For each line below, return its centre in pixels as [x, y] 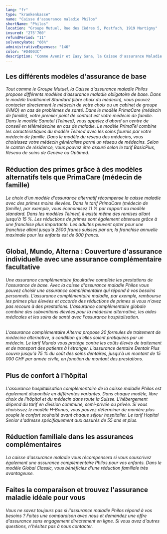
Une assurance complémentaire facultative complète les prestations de [79, 279]
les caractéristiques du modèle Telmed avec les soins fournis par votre [79, 132]
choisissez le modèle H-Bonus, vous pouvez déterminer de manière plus [80, 409]
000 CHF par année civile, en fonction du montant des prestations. [75, 359]
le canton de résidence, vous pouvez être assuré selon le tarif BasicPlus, [81, 147]
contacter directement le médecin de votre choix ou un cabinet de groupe [82, 105]
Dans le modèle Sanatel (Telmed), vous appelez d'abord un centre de [77, 121]
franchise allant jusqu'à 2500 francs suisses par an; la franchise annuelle [82, 230]
